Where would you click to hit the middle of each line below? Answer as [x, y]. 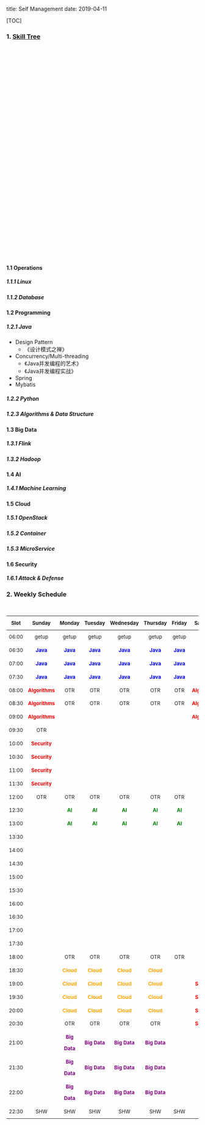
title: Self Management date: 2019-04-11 [57, 9]
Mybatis [25, 384]
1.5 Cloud [18, 504]
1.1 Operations [24, 267]
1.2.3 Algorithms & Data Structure [50, 414]
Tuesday [95, 623]
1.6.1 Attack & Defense [35, 578]
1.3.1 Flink [19, 444]
